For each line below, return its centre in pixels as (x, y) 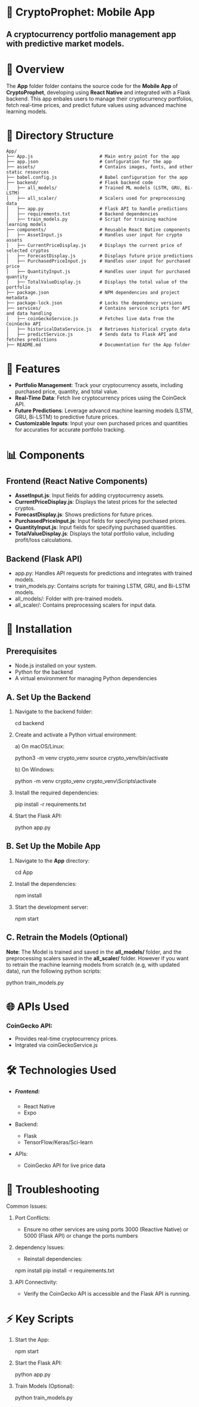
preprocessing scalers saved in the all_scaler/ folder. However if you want (97, 958)
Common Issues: (27, 1206)
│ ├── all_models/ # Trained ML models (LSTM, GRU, (94, 188)
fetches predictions (32, 340)
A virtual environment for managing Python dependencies (86, 678)
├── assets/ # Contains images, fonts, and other (100, 167)
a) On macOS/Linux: (40, 747)
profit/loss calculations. (43, 540)
